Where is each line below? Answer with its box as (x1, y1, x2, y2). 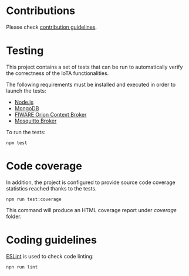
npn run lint (6, 264, 38, 270)
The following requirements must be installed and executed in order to (6, 81, 176, 88)
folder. (6, 213, 22, 220)
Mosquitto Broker (14, 117, 57, 124)
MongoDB (14, 104, 39, 112)
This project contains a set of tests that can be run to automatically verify (6, 63, 183, 70)
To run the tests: (6, 128, 46, 135)
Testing (6, 44, 44, 57)
